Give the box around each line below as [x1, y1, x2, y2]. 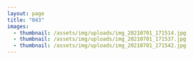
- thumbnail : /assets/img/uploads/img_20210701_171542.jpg [13, 42, 187, 49]
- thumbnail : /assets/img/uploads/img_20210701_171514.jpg [13, 29, 187, 37]
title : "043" [7, 17, 45, 23]
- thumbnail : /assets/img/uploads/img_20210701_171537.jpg [13, 36, 187, 43]
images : [7, 23, 30, 30]
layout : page [7, 10, 45, 17]
